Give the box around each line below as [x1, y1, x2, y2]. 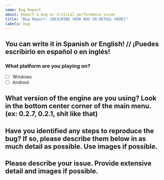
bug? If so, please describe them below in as [5, 134, 146, 143]
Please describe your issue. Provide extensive [5, 159, 152, 168]
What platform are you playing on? [5, 62, 91, 69]
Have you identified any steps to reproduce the [5, 127, 155, 135]
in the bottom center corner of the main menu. [5, 102, 152, 110]
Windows [12, 73, 32, 80]
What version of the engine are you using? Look [5, 94, 157, 103]
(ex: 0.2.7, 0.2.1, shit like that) [5, 110, 98, 118]
